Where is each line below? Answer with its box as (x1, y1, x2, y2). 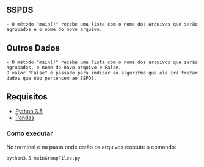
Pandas (15, 114, 35, 121)
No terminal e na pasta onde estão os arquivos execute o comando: (6, 143, 177, 151)
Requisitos (6, 91, 48, 102)
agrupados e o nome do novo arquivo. (6, 26, 103, 32)
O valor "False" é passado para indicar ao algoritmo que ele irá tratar (6, 69, 199, 76)
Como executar (6, 129, 53, 138)
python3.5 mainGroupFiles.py (6, 155, 81, 161)
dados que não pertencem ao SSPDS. (6, 75, 97, 81)
